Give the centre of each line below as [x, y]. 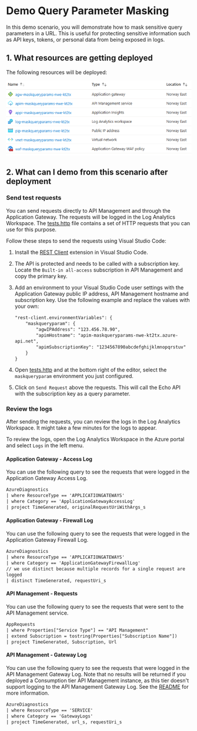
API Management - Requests [42, 593]
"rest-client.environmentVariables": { [64, 318]
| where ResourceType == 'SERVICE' [50, 710]
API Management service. [37, 613]
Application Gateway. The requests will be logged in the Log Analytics [91, 217]
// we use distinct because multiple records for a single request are [96, 569]
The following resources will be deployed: [57, 72]
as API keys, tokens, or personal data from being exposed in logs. [86, 39]
